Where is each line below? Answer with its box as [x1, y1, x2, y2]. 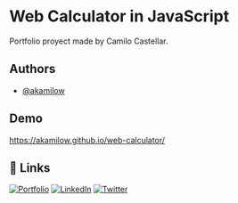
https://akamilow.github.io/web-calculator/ [9, 134, 166, 145]
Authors [9, 61, 56, 77]
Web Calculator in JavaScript [9, 6, 230, 27]
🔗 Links [9, 160, 51, 175]
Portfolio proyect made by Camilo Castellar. [9, 36, 168, 46]
